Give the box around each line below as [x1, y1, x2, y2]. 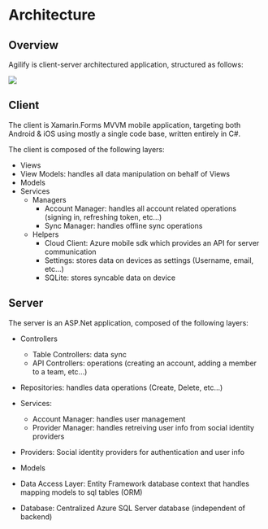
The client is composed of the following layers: [8, 144, 165, 154]
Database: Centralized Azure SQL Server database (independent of [19, 503, 246, 513]
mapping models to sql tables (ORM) [19, 487, 143, 497]
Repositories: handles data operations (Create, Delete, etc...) [19, 383, 223, 392]
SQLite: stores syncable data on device [44, 273, 176, 282]
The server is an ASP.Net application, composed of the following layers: [8, 317, 249, 327]
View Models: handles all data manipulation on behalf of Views [19, 168, 230, 178]
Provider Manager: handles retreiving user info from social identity [32, 422, 254, 432]
